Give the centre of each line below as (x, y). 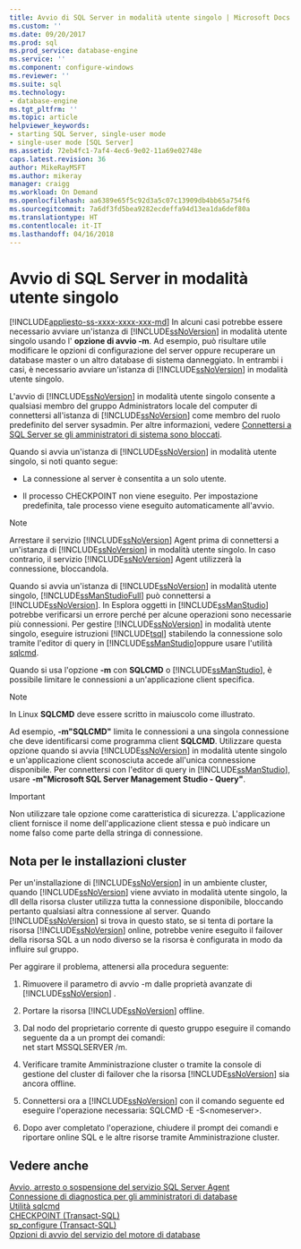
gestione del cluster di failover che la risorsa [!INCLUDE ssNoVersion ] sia (155, 1074)
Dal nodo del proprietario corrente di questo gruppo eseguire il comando (156, 1028)
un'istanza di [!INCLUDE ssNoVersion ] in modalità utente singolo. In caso (142, 550)
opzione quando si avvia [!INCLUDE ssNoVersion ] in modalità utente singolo (148, 751)
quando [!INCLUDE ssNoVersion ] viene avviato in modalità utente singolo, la (149, 893)
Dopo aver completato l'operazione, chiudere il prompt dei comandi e (150, 1128)
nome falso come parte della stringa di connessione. (106, 833)
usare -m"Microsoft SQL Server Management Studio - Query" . (128, 779)
